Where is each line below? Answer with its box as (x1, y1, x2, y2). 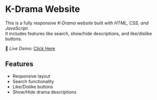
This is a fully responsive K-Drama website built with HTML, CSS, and (5, 20, 149, 26)
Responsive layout (12, 73, 50, 79)
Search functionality (12, 78, 54, 84)
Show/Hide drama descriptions (12, 89, 76, 95)
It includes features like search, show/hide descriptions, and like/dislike (5, 30, 152, 36)
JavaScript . (5, 25, 29, 31)
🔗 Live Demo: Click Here (5, 45, 55, 51)
